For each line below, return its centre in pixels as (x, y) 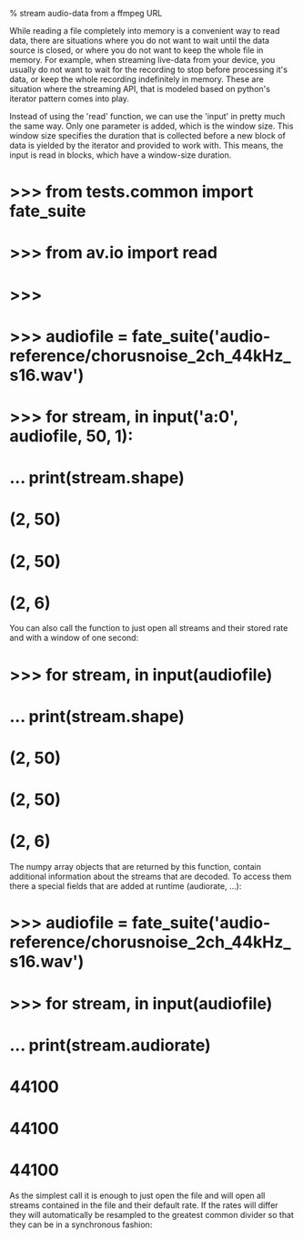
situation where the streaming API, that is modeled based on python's (140, 89)
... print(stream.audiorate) (110, 1045)
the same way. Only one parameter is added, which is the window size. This (151, 126)
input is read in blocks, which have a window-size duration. (121, 155)
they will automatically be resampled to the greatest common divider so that (151, 1215)
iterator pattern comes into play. (70, 98)
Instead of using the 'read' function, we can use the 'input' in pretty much (147, 116)
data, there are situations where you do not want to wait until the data (140, 41)
